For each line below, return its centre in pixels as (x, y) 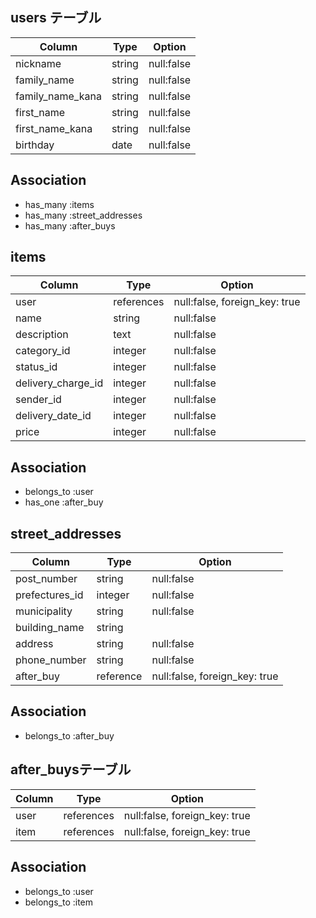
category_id (43, 351)
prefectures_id (49, 595)
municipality (44, 611)
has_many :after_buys (70, 225)
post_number (46, 579)
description (42, 335)
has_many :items (59, 204)
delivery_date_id (53, 416)
